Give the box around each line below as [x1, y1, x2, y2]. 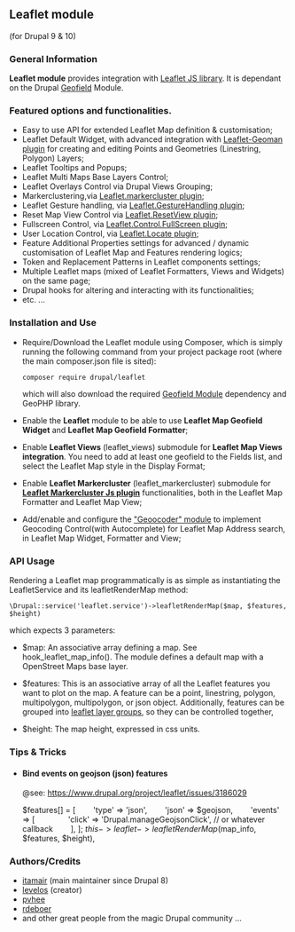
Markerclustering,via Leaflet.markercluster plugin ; [21, 191, 205, 201]
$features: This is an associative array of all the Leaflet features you [21, 678, 270, 689]
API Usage [9, 555, 55, 567]
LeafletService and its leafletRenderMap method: [9, 585, 189, 595]
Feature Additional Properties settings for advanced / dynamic [21, 238, 250, 249]
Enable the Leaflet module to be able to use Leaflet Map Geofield [21, 415, 263, 425]
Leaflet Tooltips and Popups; [21, 162, 128, 173]
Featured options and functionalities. [9, 105, 173, 117]
